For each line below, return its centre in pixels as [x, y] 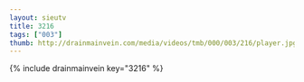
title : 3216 [32, 26]
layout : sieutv [38, 18]
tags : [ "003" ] [36, 34]
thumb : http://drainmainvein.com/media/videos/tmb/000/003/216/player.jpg [153, 43]
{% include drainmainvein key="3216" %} [87, 68]
